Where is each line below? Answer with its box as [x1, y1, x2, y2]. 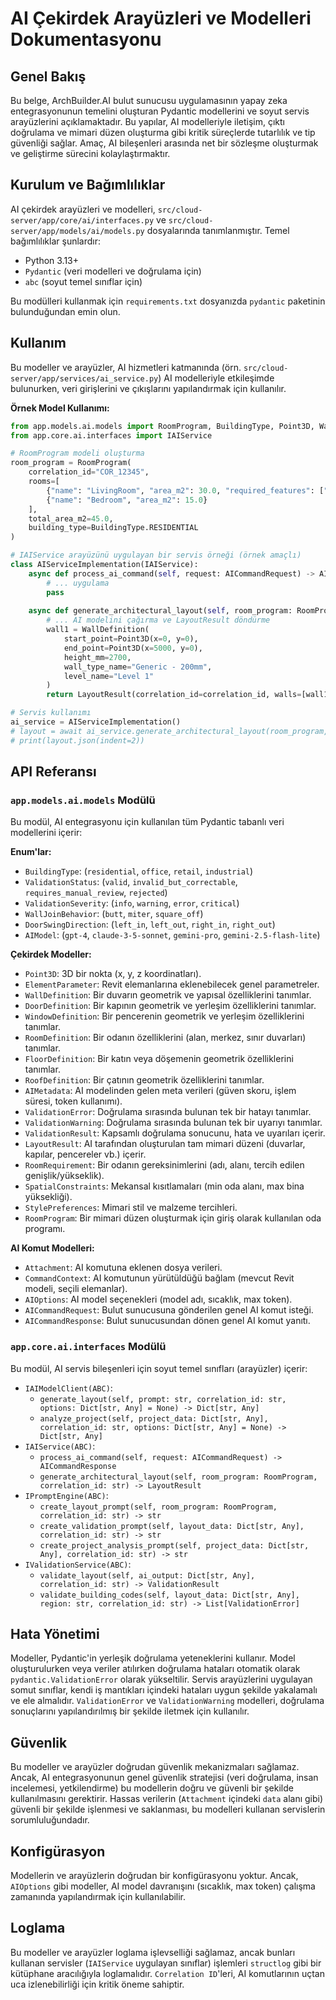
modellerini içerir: [10, 827, 83, 839]
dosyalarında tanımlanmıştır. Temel [146, 224, 290, 236]
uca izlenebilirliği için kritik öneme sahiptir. [10, 1978, 185, 1990]
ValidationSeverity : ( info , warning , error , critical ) [24, 897, 240, 909]
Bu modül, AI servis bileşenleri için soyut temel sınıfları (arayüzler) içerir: [10, 1362, 308, 1374]
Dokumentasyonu [10, 28, 162, 51]
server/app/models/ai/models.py [10, 226, 145, 236]
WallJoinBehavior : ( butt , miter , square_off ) [24, 908, 204, 920]
